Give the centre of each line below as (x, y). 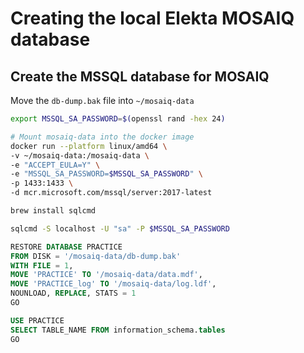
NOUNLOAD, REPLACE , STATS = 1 (73, 293)
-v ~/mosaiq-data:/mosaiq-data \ (80, 155)
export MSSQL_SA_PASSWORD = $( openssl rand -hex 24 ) (118, 119)
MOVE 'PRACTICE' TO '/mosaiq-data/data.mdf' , (106, 275)
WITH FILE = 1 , (42, 265)
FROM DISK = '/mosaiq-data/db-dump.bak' (96, 256)
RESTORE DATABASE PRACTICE (66, 247)
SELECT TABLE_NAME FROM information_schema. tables (118, 330)
